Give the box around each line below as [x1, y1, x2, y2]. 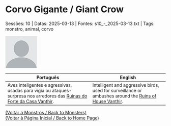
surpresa [7, 93, 26, 99]
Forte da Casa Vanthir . [7, 98, 54, 104]
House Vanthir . [92, 98, 124, 104]
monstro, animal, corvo [5, 26, 54, 32]
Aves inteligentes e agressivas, [7, 82, 72, 88]
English [120, 74, 136, 81]
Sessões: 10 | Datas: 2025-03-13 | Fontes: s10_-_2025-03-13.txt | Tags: [5, 20, 155, 27]
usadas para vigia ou [7, 87, 51, 93]
